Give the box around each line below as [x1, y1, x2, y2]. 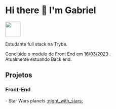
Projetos [5, 71, 32, 80]
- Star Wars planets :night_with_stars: [5, 97, 83, 103]
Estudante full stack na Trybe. [5, 41, 68, 47]
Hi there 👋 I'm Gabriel [5, 5, 96, 16]
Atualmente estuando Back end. [5, 56, 72, 62]
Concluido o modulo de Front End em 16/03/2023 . [5, 51, 111, 57]
